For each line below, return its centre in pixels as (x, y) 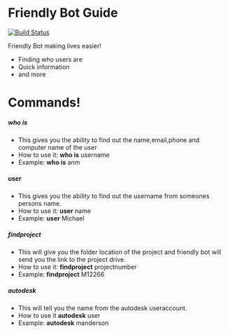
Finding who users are (50, 59)
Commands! (44, 103)
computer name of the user (57, 148)
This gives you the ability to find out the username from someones (114, 196)
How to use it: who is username (64, 155)
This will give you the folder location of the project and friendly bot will (120, 252)
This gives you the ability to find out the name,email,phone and (109, 140)
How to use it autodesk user (59, 315)
